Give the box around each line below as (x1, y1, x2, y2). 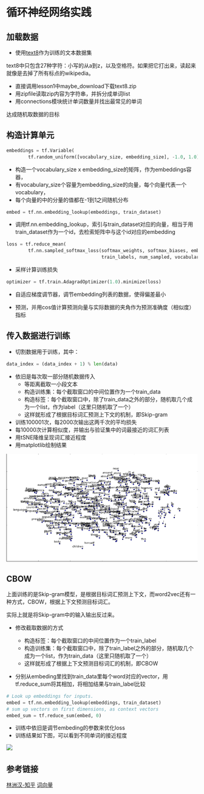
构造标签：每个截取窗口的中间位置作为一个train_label (24, 637, 157, 644)
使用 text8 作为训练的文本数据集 (15, 49, 92, 56)
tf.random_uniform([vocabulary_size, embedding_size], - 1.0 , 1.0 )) (28, 153, 202, 160)
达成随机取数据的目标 (6, 111, 59, 118)
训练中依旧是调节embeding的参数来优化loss (15, 724, 126, 731)
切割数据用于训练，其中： (15, 348, 80, 355)
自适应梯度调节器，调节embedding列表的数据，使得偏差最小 (15, 290, 166, 298)
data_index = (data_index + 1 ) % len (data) (6, 360, 118, 367)
